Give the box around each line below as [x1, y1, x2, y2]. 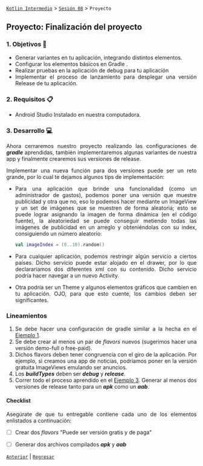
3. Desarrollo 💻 [6, 126, 53, 135]
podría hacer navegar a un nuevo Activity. [14, 272, 120, 279]
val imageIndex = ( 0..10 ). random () [14, 242, 105, 248]
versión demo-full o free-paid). [14, 345, 92, 352]
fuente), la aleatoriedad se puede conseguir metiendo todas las [14, 217, 197, 225]
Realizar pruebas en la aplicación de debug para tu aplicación [14, 66, 169, 74]
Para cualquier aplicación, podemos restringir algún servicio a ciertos [14, 253, 197, 260]
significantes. [14, 297, 49, 304]
